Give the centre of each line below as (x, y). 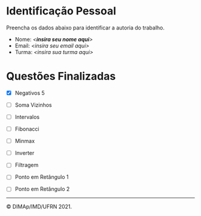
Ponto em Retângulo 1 (42, 177)
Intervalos (27, 117)
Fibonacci (27, 129)
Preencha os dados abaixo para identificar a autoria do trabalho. (86, 28)
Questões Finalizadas (61, 76)
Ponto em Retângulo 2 (42, 189)
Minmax (25, 141)
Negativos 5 (30, 93)
